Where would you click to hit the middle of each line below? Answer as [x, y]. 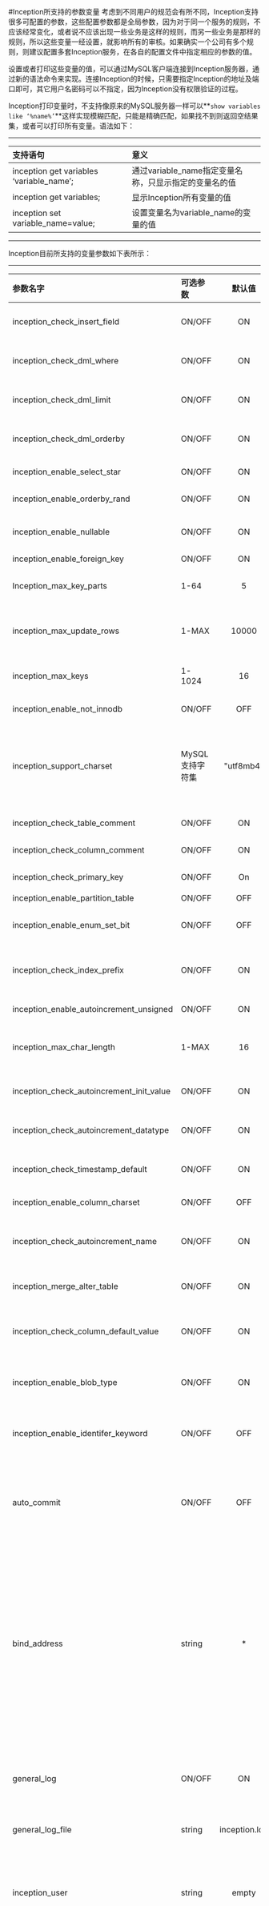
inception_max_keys [51, 676]
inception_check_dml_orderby [69, 439]
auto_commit [37, 1502]
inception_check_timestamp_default [80, 1169]
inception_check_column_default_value [86, 1331]
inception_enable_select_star [67, 472]
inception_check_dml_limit [62, 400]
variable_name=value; [54, 223]
